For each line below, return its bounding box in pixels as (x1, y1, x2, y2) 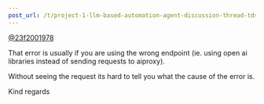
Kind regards (8, 87, 50, 96)
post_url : (8, 11, 41, 20)
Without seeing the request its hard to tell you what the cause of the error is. (8, 71, 255, 81)
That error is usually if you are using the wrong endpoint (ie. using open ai (8, 48, 247, 57)
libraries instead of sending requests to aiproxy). (8, 56, 165, 66)
